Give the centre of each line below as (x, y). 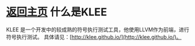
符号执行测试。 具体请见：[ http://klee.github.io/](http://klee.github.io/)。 (94, 37)
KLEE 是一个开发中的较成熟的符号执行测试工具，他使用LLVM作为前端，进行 (98, 29)
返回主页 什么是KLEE (57, 12)
